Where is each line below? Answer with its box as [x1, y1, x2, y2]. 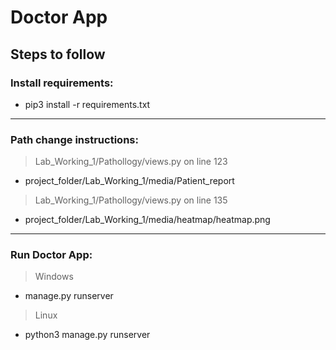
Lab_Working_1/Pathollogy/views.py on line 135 [34, 194, 228, 206]
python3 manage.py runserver [24, 329, 151, 341]
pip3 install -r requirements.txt [24, 98, 151, 110]
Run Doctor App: [10, 248, 93, 262]
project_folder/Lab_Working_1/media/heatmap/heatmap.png [24, 214, 271, 226]
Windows [34, 271, 74, 283]
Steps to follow [10, 46, 106, 63]
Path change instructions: [10, 132, 139, 146]
